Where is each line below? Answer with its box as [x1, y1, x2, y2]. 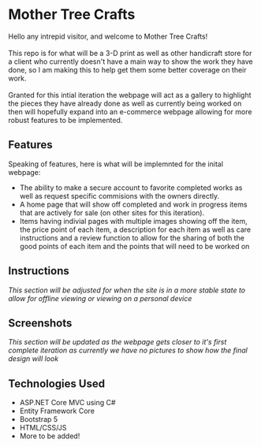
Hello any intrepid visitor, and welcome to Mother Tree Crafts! [8, 32, 208, 41]
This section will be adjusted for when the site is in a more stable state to [8, 285, 246, 295]
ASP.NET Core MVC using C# [19, 398, 116, 408]
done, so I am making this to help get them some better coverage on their [8, 65, 247, 74]
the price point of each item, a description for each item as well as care [19, 225, 251, 234]
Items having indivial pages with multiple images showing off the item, [19, 216, 248, 225]
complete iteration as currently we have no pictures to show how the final [8, 345, 248, 356]
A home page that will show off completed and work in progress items [19, 199, 248, 209]
